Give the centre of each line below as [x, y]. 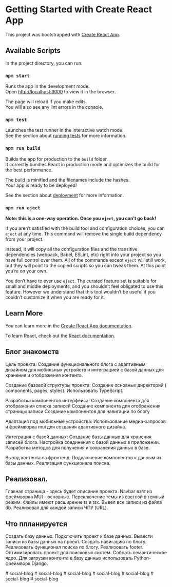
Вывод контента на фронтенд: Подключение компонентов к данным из [83, 457]
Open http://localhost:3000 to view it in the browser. [61, 92]
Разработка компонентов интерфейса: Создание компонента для [77, 400]
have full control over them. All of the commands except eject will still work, [86, 260]
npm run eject [23, 208]
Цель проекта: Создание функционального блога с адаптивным [75, 364]
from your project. [24, 239]
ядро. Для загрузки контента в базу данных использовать [69, 558]
